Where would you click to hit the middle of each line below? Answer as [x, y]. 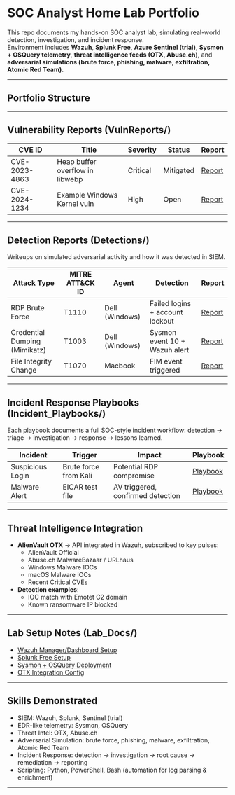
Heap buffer [77, 161]
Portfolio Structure [49, 98]
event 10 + [168, 341]
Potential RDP [136, 467]
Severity [142, 150]
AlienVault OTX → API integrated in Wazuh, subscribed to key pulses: [118, 545]
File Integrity [31, 361]
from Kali [77, 476]
